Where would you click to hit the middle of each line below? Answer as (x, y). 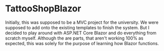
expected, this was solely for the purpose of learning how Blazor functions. (82, 43)
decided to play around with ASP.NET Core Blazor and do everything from (81, 33)
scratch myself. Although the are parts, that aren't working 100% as (74, 38)
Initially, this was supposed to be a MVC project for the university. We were (82, 22)
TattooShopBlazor (43, 9)
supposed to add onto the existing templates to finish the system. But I (77, 27)
